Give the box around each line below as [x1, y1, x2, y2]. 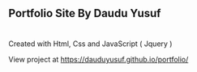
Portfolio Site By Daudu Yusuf [8, 6, 161, 20]
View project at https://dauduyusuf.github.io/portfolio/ [8, 55, 189, 65]
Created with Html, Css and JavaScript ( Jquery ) [8, 39, 173, 49]
